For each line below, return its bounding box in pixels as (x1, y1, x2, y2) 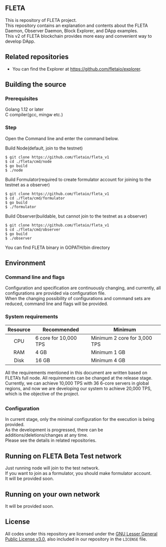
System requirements (5, 313, 58, 320)
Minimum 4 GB (91, 357, 125, 364)
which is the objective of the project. (5, 391, 80, 396)
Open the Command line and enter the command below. (5, 135, 119, 141)
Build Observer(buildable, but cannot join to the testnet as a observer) (5, 213, 147, 219)
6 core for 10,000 (35, 334, 77, 341)
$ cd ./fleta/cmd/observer (5, 227, 61, 232)
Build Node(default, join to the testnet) (5, 145, 83, 151)
